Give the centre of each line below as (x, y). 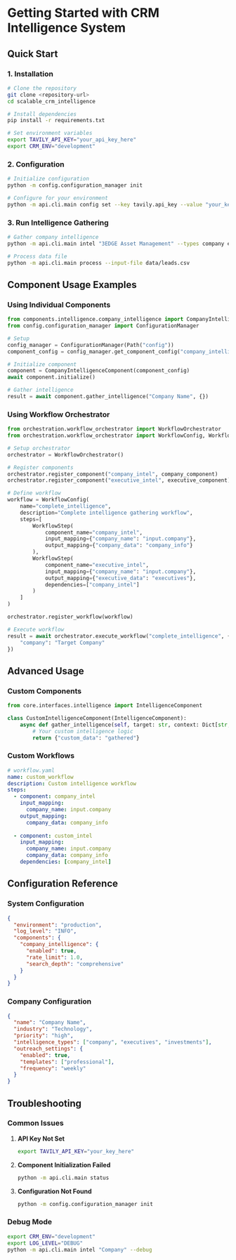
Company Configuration (50, 1002)
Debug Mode (30, 1222)
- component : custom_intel (53, 836)
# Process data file (38, 256)
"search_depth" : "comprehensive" (75, 964)
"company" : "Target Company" (63, 643)
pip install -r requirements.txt (56, 121)
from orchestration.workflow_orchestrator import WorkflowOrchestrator (114, 429)
